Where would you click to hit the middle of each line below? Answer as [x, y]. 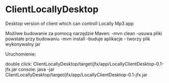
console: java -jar [36, 69]
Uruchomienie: [21, 54]
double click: [19, 64]
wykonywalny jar [23, 44]
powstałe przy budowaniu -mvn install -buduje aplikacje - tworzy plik [78, 39]
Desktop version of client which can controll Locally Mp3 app [69, 23]
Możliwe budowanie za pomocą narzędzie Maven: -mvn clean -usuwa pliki [83, 33]
